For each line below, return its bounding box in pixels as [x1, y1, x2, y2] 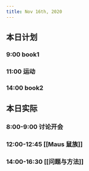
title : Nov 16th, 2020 [6, 8, 62, 15]
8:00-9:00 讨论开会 [6, 123, 63, 131]
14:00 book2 [6, 84, 43, 92]
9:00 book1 [6, 50, 40, 58]
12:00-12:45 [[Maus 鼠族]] [6, 140, 83, 148]
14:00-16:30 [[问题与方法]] [6, 157, 84, 166]
